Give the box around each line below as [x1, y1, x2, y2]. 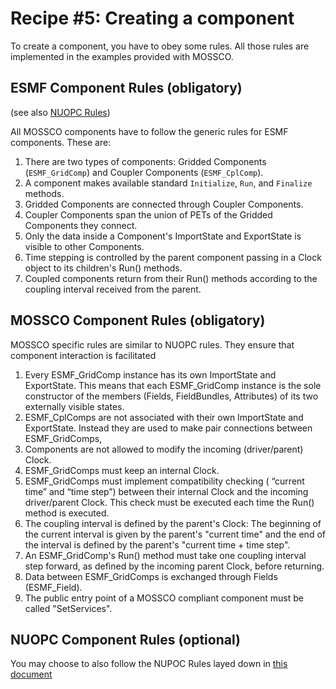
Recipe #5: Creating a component [10, 7, 295, 30]
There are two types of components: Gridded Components [24, 155, 267, 167]
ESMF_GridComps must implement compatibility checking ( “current [24, 475, 305, 487]
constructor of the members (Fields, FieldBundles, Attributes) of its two [24, 390, 319, 402]
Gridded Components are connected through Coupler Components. [24, 198, 304, 210]
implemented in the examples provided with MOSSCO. [10, 50, 234, 62]
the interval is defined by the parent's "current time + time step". [24, 538, 291, 551]
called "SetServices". [24, 602, 113, 614]
